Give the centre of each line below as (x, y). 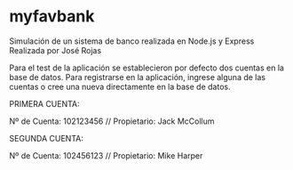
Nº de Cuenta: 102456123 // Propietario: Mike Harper (106, 155)
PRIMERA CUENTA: (44, 103)
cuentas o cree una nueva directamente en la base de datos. (120, 86)
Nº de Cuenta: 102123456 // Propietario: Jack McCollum (112, 121)
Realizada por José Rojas (55, 50)
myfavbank (52, 16)
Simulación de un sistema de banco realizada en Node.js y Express (132, 41)
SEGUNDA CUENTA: (47, 138)
